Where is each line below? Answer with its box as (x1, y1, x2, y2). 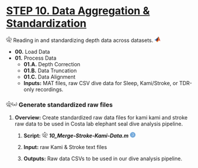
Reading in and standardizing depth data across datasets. (12, 37, 154, 44)
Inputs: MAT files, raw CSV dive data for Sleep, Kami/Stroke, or (23, 79, 178, 86)
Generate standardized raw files (18, 101, 113, 109)
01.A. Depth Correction (23, 60, 81, 67)
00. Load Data (14, 48, 50, 55)
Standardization (6, 17, 87, 30)
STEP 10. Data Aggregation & (6, 4, 150, 18)
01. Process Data (14, 54, 57, 62)
